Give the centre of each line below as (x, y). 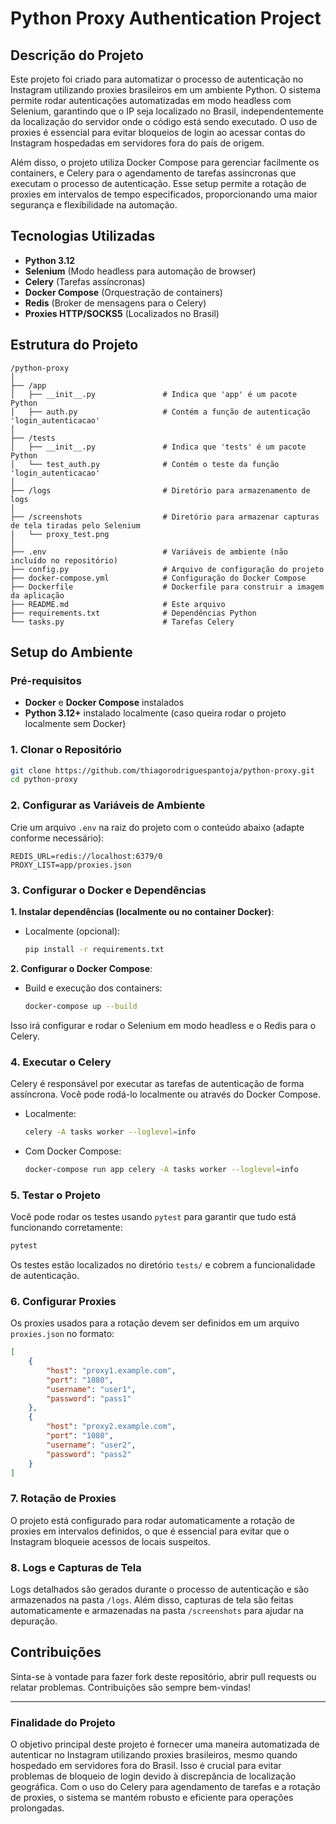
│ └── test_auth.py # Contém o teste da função (145, 464)
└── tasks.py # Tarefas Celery (122, 622)
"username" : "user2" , (91, 1445)
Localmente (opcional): (72, 931)
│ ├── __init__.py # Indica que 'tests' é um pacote (158, 447)
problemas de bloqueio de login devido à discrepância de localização (153, 1776)
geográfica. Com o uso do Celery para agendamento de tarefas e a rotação (165, 1787)
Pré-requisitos (46, 680)
